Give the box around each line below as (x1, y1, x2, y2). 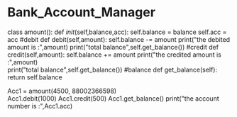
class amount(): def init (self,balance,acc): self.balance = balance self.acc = (7, 28, 227, 36)
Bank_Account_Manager (7, 4, 156, 21)
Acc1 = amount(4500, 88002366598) (7, 87, 117, 95)
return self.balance (7, 72, 62, 82)
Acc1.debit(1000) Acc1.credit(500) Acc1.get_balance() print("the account (7, 94, 219, 103)
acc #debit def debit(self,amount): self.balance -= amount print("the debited (7, 35, 231, 43)
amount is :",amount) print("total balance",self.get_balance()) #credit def (7, 43, 219, 51)
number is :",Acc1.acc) (7, 101, 73, 110)
